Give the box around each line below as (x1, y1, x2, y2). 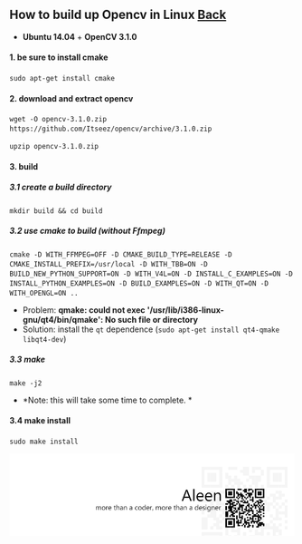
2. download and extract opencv (9, 92, 134, 103)
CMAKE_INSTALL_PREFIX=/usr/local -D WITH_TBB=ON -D (9, 259, 208, 268)
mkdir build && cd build (9, 206, 103, 216)
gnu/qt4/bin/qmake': (22, 314, 104, 325)
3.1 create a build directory (9, 181, 112, 193)
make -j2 (9, 378, 42, 388)
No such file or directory (104, 314, 199, 325)
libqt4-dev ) (22, 333, 67, 344)
